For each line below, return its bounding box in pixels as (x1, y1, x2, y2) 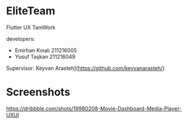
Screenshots (6, 85, 71, 99)
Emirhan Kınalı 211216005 (14, 46, 77, 54)
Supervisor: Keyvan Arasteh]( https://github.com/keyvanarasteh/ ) (6, 64, 165, 72)
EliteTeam (6, 4, 55, 18)
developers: (6, 35, 36, 42)
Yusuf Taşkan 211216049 (14, 53, 76, 60)
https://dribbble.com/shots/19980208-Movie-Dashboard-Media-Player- (6, 105, 182, 112)
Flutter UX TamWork (6, 24, 56, 31)
